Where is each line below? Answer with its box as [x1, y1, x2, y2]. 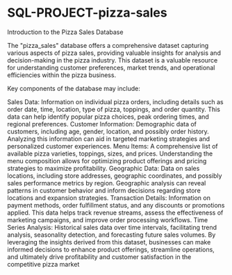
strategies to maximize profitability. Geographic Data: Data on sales [7, 164, 200, 172]
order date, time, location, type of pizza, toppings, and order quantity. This [7, 105, 221, 113]
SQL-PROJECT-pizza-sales [7, 5, 168, 21]
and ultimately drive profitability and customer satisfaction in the [7, 252, 192, 261]
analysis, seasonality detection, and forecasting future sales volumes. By [7, 231, 216, 239]
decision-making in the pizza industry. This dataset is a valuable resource [7, 56, 218, 64]
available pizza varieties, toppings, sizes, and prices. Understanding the [7, 149, 213, 158]
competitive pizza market [7, 260, 80, 268]
